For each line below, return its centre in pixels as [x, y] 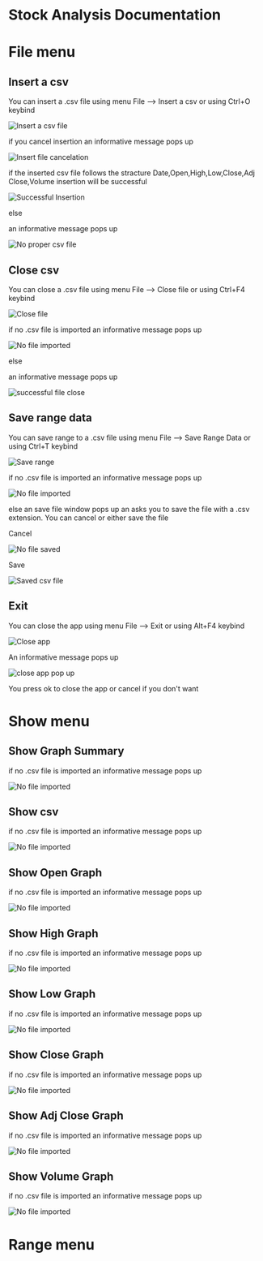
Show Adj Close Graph [66, 1116]
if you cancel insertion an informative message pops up [101, 142]
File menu [42, 52]
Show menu [49, 721]
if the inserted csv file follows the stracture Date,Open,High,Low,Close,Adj [132, 173]
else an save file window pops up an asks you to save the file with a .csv [129, 509]
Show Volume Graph [61, 1176]
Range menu [52, 1244]
